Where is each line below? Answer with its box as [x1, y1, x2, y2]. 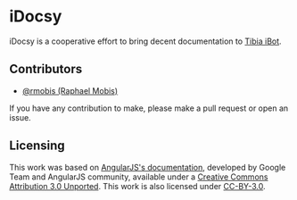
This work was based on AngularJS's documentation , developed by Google [9, 162, 286, 172]
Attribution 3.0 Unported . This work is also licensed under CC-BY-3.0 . [9, 180, 266, 191]
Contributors [9, 62, 83, 77]
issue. [9, 112, 31, 122]
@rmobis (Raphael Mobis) [21, 85, 119, 96]
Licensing [9, 138, 65, 154]
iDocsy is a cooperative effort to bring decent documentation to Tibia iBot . [9, 36, 283, 46]
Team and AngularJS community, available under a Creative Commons [9, 171, 268, 182]
